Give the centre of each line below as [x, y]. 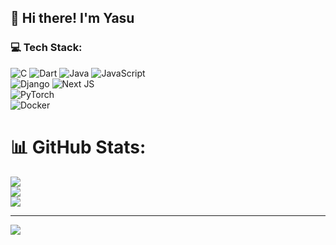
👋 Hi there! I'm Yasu [72, 18]
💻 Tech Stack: [46, 48]
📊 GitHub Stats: [78, 147]
